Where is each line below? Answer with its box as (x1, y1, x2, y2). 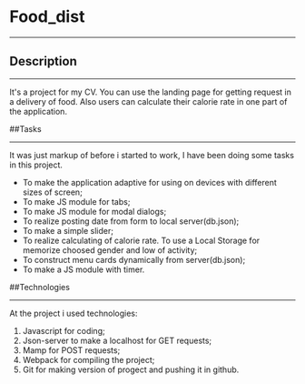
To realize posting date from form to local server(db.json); (22, 216, 240, 227)
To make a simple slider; (22, 225, 113, 236)
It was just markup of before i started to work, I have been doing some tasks (9, 149, 295, 160)
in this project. (9, 159, 64, 170)
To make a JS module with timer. (22, 264, 145, 275)
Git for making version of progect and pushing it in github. (22, 364, 240, 375)
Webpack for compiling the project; (22, 354, 155, 365)
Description (9, 54, 77, 69)
